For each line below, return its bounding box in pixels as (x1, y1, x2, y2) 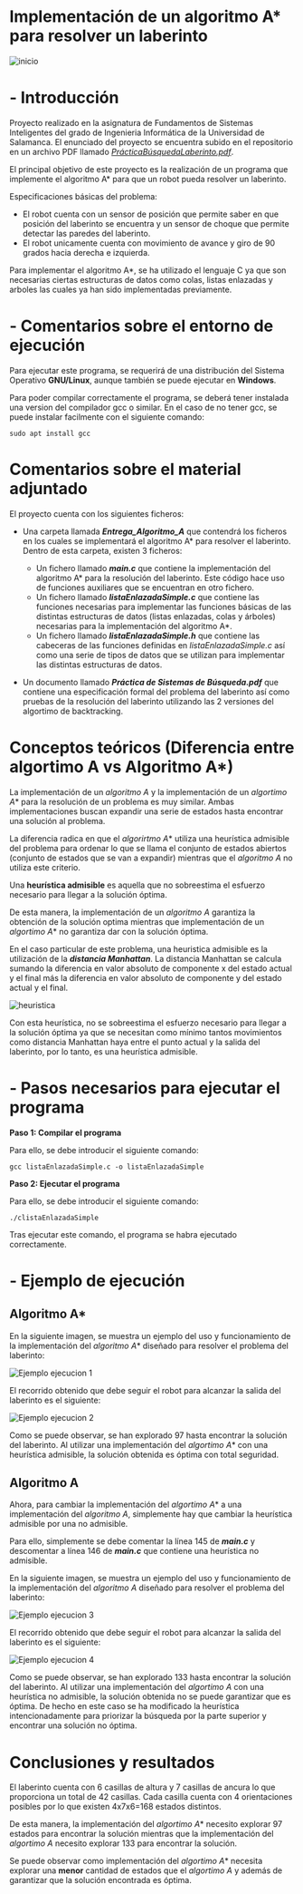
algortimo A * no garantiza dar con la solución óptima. (9, 926, 209, 937)
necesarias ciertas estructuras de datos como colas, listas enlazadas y (9, 274, 273, 285)
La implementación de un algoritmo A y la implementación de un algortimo (9, 786, 288, 797)
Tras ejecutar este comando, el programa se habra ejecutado (9, 1229, 238, 1239)
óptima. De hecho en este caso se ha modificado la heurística (9, 1701, 240, 1712)
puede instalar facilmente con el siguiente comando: (9, 411, 205, 423)
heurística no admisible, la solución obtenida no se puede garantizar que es (9, 1691, 291, 1702)
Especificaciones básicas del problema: (9, 190, 158, 201)
